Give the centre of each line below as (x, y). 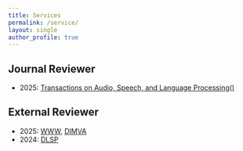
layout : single (33, 30)
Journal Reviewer (52, 68)
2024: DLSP (39, 139)
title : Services (34, 15)
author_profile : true (44, 37)
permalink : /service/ (44, 23)
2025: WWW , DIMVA (53, 131)
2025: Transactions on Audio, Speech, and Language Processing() (127, 88)
